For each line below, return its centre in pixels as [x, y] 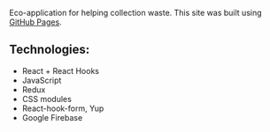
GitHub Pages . [35, 22]
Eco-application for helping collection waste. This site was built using [136, 13]
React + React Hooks [61, 70]
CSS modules [47, 99]
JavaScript [42, 80]
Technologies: [50, 50]
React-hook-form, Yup [63, 108]
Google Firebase [52, 117]
